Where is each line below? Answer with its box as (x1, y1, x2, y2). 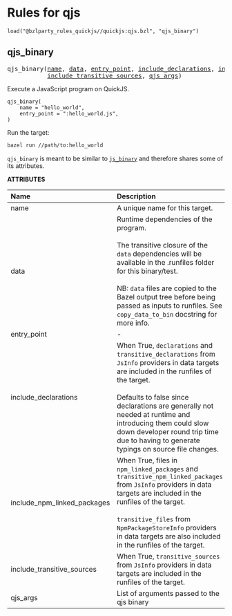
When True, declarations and (116, 340, 213, 350)
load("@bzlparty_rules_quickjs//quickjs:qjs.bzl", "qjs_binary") (7, 28, 199, 35)
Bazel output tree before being (116, 292, 216, 301)
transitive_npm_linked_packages (116, 472, 223, 480)
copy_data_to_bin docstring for (116, 309, 217, 319)
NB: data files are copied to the (116, 283, 217, 293)
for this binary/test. (116, 266, 178, 276)
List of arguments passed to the (116, 588, 220, 598)
